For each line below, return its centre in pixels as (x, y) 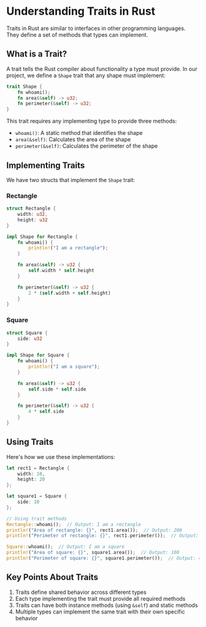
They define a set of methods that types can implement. (77, 34)
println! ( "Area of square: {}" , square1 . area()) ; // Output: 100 (93, 553)
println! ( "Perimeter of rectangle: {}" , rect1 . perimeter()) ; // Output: (103, 536)
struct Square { (27, 333)
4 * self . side (46, 412)
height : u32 (32, 220)
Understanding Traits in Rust (81, 11)
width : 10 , (31, 474)
